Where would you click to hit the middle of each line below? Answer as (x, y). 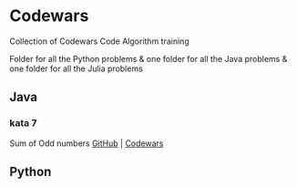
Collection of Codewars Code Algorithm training (99, 41)
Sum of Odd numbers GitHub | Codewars (87, 143)
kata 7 (23, 123)
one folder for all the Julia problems (76, 68)
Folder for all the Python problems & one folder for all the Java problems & (148, 58)
